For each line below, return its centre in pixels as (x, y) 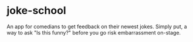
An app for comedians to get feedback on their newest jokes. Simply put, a (97, 26)
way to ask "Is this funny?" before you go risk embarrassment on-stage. (94, 32)
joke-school (36, 11)
